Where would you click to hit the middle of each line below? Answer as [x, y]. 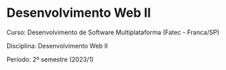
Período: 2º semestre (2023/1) [50, 59]
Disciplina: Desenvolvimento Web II [57, 45]
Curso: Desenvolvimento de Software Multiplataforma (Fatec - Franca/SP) [113, 32]
